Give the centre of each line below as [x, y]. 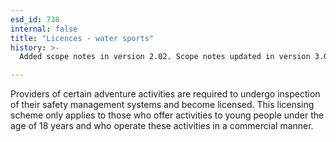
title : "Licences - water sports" [82, 38]
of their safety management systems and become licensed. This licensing [162, 105]
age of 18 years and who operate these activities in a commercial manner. [162, 126]
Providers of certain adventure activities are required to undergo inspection [165, 94]
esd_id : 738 [35, 19]
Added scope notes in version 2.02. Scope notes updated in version [165, 57]
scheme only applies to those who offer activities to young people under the [167, 115]
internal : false [44, 29]
